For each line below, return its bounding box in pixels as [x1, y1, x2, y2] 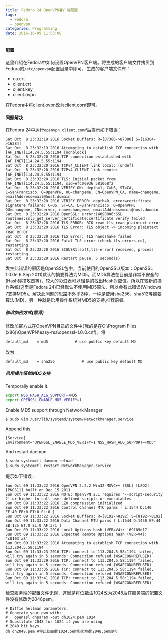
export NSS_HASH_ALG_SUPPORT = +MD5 [5, 393, 78, 398]
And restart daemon [5, 448, 47, 454]
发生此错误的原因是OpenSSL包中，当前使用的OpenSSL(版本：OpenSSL [5, 265, 153, 271]
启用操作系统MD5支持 [5, 370, 51, 376]
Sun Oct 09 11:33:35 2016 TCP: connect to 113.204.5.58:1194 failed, [5, 567, 154, 572]
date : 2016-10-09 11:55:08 [5, 31, 62, 36]
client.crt [12, 81, 31, 87]
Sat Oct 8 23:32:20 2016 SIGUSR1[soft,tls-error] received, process [5, 247, 154, 252]
